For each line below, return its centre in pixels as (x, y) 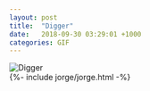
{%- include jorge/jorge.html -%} (70, 78)
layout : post (33, 17)
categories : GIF (39, 42)
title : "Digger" (42, 26)
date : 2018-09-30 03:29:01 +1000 (75, 34)
